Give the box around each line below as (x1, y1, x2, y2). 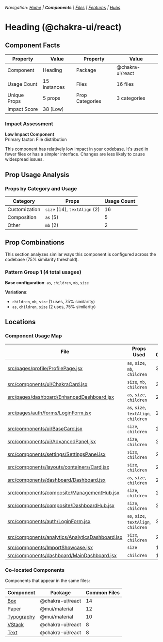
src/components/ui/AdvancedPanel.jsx (7, 438, 96, 445)
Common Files (85, 589, 120, 596)
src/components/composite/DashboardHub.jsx (7, 502, 115, 509)
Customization (7, 206, 41, 213)
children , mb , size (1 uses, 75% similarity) (12, 299, 95, 305)
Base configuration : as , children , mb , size (5, 280, 89, 286)
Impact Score (7, 106, 38, 112)
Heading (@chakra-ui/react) (5, 22, 122, 33)
